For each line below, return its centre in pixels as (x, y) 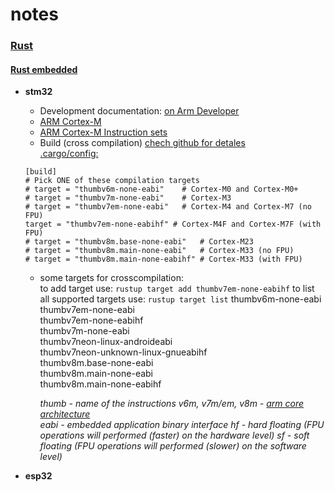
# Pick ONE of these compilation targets (112, 181)
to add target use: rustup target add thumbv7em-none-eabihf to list (177, 289)
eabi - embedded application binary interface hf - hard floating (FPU (182, 425)
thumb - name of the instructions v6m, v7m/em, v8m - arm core (172, 404)
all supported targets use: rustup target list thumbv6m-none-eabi (180, 299)
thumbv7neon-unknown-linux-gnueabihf (123, 352)
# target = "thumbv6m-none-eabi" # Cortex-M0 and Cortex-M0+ (161, 189)
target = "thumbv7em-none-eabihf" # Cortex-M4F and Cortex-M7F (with (173, 224)
